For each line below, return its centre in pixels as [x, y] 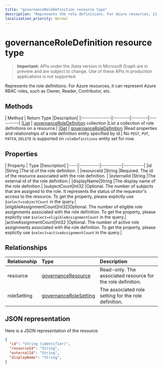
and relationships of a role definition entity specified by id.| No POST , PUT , [77, 133]
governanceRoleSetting [68, 295]
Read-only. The [118, 270]
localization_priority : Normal [37, 18]
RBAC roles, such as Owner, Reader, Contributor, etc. [58, 91]
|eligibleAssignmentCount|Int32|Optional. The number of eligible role [74, 207]
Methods [19, 106]
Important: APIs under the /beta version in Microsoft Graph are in [82, 66]
